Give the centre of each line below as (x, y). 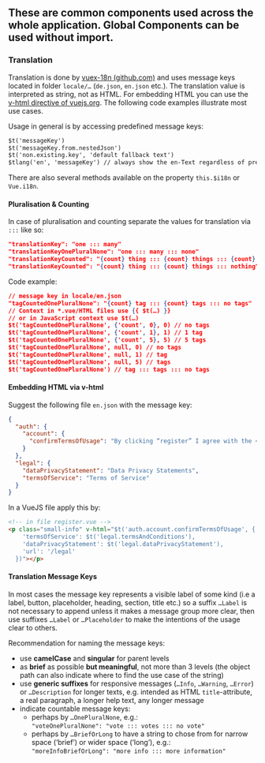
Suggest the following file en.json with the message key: (100, 405)
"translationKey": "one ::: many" (65, 245)
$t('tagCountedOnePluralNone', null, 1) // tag (88, 354)
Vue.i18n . (24, 186)
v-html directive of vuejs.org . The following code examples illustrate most (127, 103)
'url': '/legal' (49, 552)
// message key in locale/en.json (65, 296)
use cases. (26, 110)
